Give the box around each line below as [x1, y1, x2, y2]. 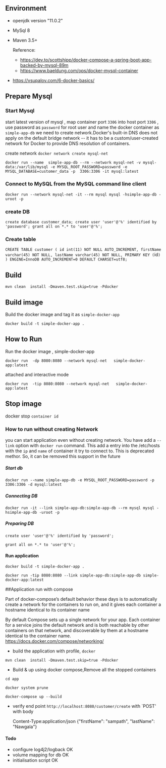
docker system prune [5, 685, 49, 690]
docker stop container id [5, 413, 59, 419]
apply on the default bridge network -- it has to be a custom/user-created [5, 135, 158, 141]
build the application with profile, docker [12, 648, 96, 654]
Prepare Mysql [5, 92, 52, 101]
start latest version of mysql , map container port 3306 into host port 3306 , [5, 119, 159, 125]
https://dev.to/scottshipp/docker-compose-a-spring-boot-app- [20, 57, 152, 63]
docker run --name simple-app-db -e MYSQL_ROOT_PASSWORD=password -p [5, 477, 155, 483]
